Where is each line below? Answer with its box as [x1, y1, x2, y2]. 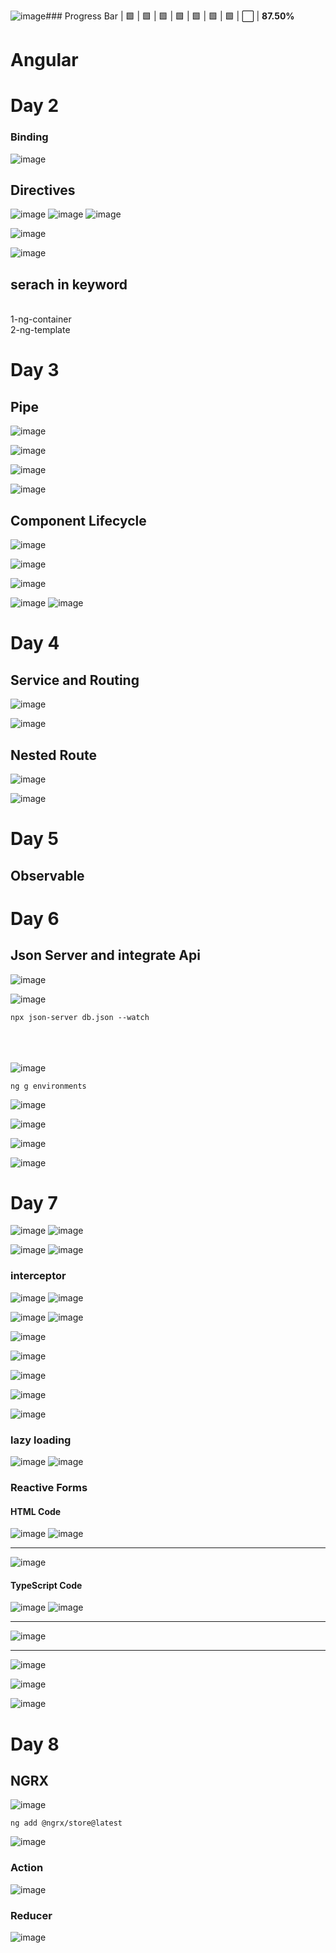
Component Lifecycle [10, 512, 147, 529]
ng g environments [10, 1081, 87, 1091]
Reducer [10, 1908, 53, 1922]
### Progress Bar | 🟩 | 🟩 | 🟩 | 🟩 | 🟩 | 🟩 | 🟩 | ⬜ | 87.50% [45, 10, 295, 22]
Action [10, 1861, 44, 1875]
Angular [10, 49, 79, 72]
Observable [10, 867, 85, 884]
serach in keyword [10, 276, 128, 293]
